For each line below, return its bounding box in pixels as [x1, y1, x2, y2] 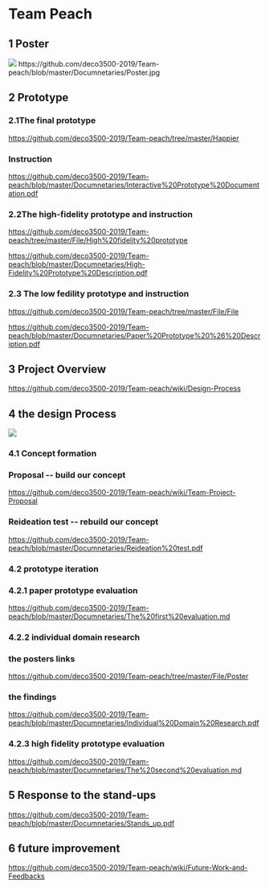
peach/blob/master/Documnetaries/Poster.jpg [8, 68, 161, 77]
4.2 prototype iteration [8, 563, 99, 575]
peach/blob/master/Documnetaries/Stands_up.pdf [8, 818, 175, 828]
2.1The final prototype [8, 115, 96, 126]
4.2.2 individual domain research [8, 632, 141, 643]
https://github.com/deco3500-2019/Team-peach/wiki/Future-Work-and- [8, 863, 248, 873]
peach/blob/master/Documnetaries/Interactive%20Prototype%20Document [8, 180, 259, 190]
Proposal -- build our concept [8, 469, 126, 481]
